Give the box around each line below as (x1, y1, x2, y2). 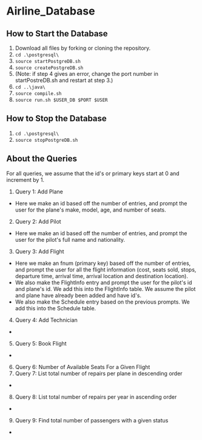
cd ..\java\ (15, 84, 45, 90)
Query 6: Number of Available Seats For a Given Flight (15, 363, 150, 370)
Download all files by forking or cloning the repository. (15, 44, 151, 52)
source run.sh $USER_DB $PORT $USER (15, 97, 108, 103)
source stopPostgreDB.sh (15, 137, 78, 143)
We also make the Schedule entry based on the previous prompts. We (15, 298, 190, 305)
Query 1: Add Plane (15, 188, 64, 195)
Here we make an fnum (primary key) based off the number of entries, (15, 259, 191, 267)
